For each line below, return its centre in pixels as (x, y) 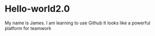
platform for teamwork (28, 28)
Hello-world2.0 (37, 9)
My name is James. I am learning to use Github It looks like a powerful (77, 23)
